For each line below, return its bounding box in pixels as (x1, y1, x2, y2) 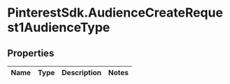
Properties (7, 47, 55, 59)
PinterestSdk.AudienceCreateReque (7, 5, 224, 21)
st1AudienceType (7, 19, 110, 35)
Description (62, 68, 101, 77)
